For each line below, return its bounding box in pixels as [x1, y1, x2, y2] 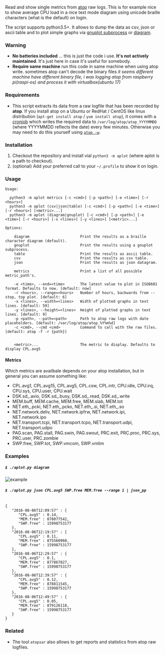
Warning [5, 41, 26, 48]
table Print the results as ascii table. [14, 251, 153, 256]
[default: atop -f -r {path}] [5, 329, 67, 334]
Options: [5, 226, 23, 231]
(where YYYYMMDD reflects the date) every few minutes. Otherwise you [12, 123, 160, 130]
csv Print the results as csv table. [14, 256, 149, 261]
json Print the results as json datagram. [14, 260, 158, 265]
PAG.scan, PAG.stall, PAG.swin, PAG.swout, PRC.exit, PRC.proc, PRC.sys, [12, 430, 161, 436]
